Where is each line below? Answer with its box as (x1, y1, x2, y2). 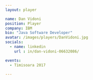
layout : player (5, 7, 37, 12)
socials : (5, 39, 23, 45)
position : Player (5, 21, 41, 26)
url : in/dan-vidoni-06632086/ (14, 48, 79, 54)
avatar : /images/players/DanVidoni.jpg (5, 35, 88, 40)
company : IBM (5, 25, 32, 30)
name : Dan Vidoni (5, 16, 41, 21)
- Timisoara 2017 (9, 62, 46, 67)
